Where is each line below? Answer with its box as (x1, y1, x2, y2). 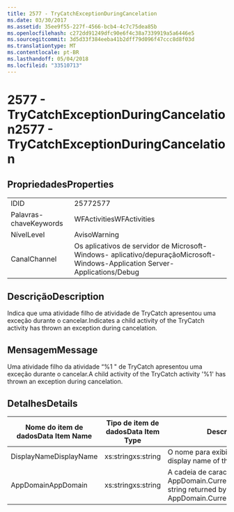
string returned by (167, 485, 227, 495)
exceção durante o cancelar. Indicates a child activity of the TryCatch (7, 317, 205, 325)
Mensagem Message (7, 344, 98, 355)
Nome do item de (25, 422, 84, 432)
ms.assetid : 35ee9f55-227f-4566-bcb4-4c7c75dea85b (7, 23, 157, 30)
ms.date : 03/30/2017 (7, 17, 68, 24)
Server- (147, 258, 175, 268)
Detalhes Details (7, 397, 78, 409)
